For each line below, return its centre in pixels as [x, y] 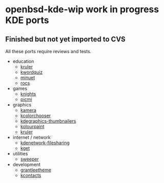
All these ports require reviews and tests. [49, 51]
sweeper [30, 159]
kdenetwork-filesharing [45, 143]
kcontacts [31, 175]
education [23, 61]
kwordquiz [31, 72]
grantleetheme [36, 170]
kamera [28, 110]
